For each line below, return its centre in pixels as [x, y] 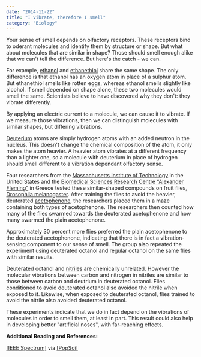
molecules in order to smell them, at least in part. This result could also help [100, 319]
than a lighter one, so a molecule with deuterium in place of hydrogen [92, 158]
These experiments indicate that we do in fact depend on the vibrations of [98, 312]
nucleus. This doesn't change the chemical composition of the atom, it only [99, 145]
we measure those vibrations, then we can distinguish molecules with [92, 120]
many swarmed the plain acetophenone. [56, 220]
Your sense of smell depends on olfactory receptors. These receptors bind [98, 40]
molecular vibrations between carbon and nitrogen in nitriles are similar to [97, 275]
